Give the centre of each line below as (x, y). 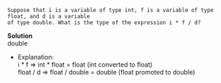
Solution (20, 36)
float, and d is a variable (49, 16)
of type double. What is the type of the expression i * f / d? (104, 23)
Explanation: (36, 57)
